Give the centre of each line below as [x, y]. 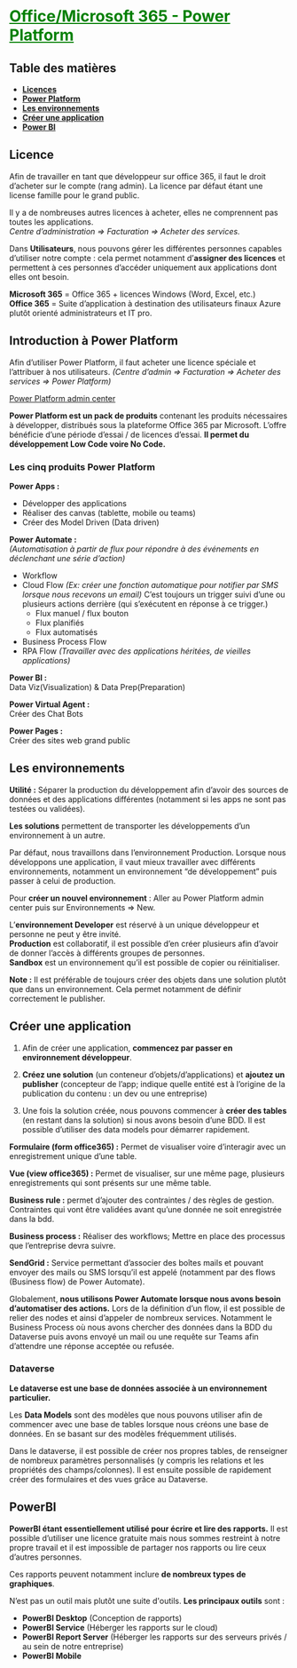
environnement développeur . [77, 1057]
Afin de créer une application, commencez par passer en [127, 1048]
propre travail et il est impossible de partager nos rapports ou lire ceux [138, 1547]
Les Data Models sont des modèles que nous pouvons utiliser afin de [136, 1415]
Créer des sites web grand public [70, 740]
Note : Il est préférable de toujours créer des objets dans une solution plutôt [148, 980]
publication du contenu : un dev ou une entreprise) [115, 1093]
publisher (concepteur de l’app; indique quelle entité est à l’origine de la [153, 1084]
